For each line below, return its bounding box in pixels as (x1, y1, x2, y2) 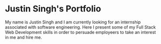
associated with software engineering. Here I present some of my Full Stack (5, 24, 156, 30)
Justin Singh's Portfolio (5, 3, 102, 14)
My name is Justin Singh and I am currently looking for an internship (5, 19, 141, 25)
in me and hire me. (5, 34, 42, 40)
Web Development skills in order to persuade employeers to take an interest (5, 29, 156, 35)
